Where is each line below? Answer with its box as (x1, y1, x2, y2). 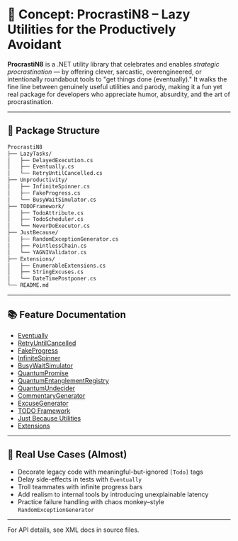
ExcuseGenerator (17, 399, 69, 407)
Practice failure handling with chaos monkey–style (17, 497, 164, 506)
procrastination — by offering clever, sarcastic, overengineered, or (7, 67, 202, 76)
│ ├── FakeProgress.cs (7, 189, 81, 197)
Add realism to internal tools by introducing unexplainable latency (17, 490, 209, 499)
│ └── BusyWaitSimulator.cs (7, 196, 97, 203)
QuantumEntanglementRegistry (17, 376, 110, 385)
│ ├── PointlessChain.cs (7, 242, 87, 249)
